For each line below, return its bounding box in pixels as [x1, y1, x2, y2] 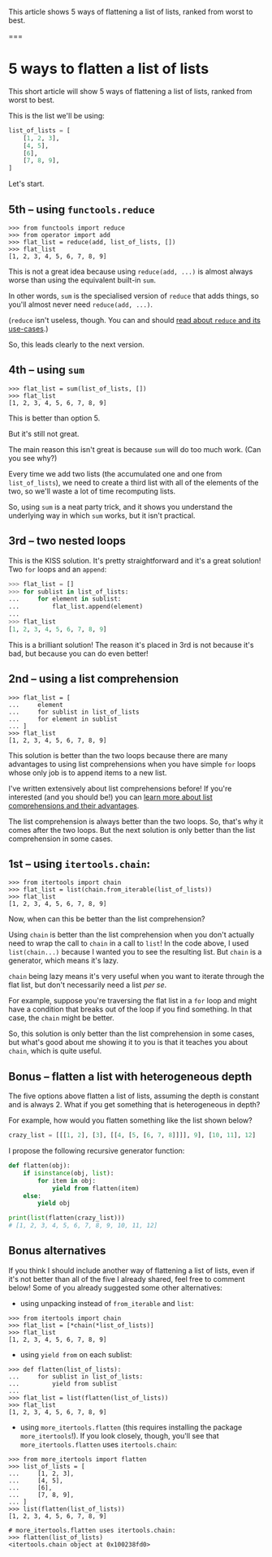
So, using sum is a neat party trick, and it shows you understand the [8, 502, 233, 511]
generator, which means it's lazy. [8, 955, 119, 965]
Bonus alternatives [8, 1244, 106, 1257]
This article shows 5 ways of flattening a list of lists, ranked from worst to [8, 7, 253, 16]
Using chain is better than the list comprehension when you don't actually [8, 929, 255, 940]
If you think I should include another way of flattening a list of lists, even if [8, 1266, 255, 1275]
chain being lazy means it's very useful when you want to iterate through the [8, 972, 265, 981]
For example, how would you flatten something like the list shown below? [8, 1115, 253, 1125]
